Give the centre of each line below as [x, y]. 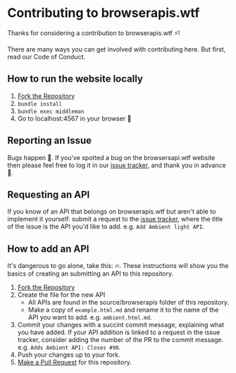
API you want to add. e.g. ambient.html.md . [90, 317]
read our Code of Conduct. [46, 56]
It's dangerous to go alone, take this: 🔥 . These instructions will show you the [118, 266]
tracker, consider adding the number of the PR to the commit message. [120, 340]
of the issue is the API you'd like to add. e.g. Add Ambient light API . [106, 226]
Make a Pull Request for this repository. [74, 362]
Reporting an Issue [50, 141]
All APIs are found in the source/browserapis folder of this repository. [129, 302]
